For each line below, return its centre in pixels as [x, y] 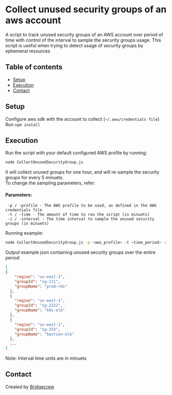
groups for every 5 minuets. [35, 178]
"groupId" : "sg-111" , [37, 281]
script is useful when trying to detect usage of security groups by [74, 45]
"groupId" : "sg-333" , [37, 329]
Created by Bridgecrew [30, 387]
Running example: [24, 233]
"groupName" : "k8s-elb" [40, 310]
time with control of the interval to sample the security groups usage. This [83, 40]
